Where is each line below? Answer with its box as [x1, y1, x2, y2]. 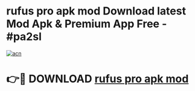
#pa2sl [6, 30, 42, 43]
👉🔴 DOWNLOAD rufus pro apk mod [6, 72, 189, 86]
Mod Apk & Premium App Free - [6, 17, 167, 31]
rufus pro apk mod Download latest [6, 4, 186, 18]
